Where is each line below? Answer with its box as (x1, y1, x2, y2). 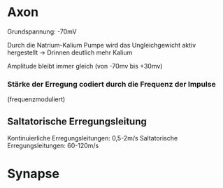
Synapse (7, 166, 59, 182)
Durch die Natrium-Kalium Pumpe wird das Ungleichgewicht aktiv (7, 41, 196, 49)
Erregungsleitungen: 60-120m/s (7, 141, 99, 150)
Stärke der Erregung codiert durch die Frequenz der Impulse (7, 79, 216, 89)
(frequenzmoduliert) (7, 95, 66, 103)
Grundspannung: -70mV (7, 27, 77, 36)
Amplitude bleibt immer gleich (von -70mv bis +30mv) (7, 62, 163, 70)
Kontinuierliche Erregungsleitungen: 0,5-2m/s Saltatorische (7, 134, 178, 143)
